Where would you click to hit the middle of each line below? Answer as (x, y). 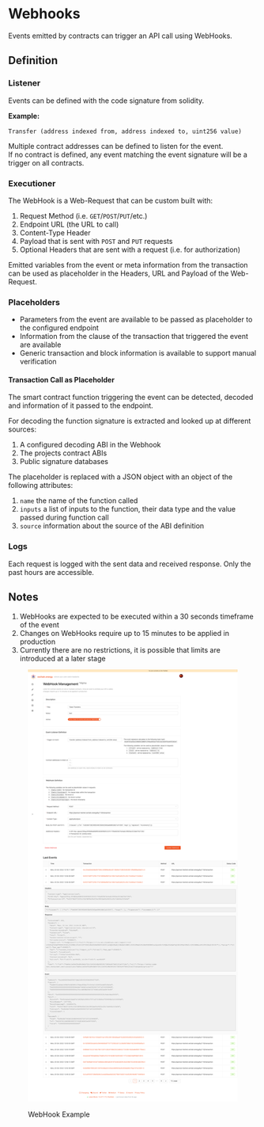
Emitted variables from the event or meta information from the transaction (128, 265)
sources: (23, 429)
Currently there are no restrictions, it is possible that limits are (120, 649)
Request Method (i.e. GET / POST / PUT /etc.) (83, 215)
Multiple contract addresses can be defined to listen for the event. (116, 146)
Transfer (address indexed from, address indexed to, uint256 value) (125, 131)
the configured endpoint (59, 328)
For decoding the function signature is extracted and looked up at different (130, 421)
